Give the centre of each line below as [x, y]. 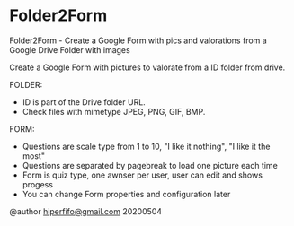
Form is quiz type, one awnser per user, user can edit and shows [143, 175]
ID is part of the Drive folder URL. [84, 102]
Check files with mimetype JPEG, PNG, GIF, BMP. [114, 111]
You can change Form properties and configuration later [126, 194]
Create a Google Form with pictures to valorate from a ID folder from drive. [147, 67]
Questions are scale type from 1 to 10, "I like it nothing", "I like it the [146, 146]
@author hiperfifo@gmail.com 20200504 [86, 211]
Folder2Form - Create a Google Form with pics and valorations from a [138, 40]
